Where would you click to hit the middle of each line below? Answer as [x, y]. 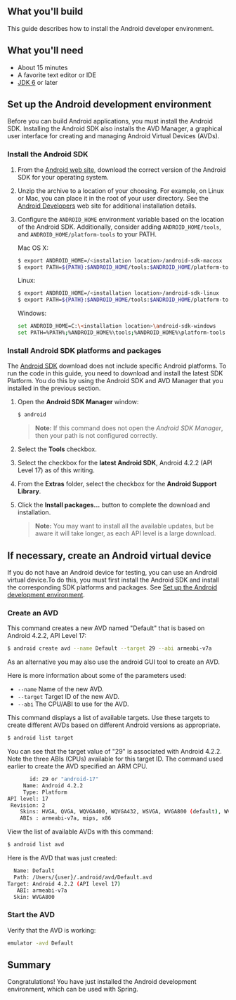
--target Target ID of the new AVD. [68, 697]
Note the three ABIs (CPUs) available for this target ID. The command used [115, 759]
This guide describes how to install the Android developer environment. [111, 28]
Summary [29, 965]
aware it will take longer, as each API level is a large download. [125, 533]
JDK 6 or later [38, 82]
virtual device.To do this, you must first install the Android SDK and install [113, 580]
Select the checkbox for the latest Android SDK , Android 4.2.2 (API [115, 463]
